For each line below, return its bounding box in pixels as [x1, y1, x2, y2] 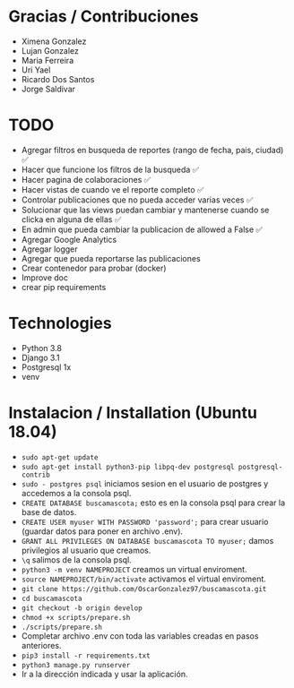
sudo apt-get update [21, 452, 99, 462]
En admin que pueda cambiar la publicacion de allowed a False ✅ [21, 224, 264, 235]
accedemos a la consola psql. [21, 487, 132, 498]
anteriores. [21, 640, 62, 650]
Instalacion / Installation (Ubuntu [8, 403, 257, 423]
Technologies [8, 314, 113, 333]
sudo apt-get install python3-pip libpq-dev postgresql [21, 462, 235, 471]
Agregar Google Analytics [21, 234, 117, 245]
